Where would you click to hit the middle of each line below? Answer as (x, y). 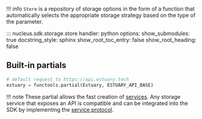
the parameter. (25, 22)
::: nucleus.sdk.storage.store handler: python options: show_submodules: (98, 33)
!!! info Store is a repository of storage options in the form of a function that (100, 9)
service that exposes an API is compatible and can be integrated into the (97, 103)
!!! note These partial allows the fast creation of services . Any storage (93, 97)
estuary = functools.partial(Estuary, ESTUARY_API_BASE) (80, 85)
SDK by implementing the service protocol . (60, 109)
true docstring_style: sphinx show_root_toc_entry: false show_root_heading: (101, 40)
